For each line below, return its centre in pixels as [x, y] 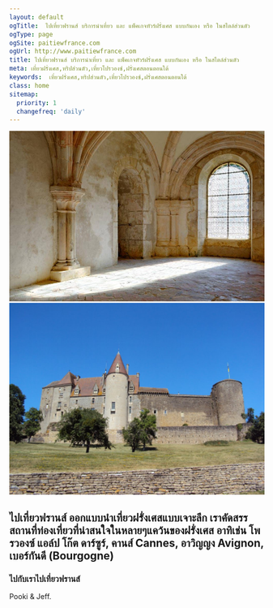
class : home [29, 85]
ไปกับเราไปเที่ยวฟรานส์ [45, 579]
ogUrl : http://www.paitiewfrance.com [73, 52]
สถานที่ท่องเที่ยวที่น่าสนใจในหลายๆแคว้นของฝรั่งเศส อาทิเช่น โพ [135, 530]
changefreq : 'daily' [51, 111]
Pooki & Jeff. [30, 597]
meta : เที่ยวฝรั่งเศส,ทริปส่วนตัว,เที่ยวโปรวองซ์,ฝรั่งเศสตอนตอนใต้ [89, 69]
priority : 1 [37, 103]
